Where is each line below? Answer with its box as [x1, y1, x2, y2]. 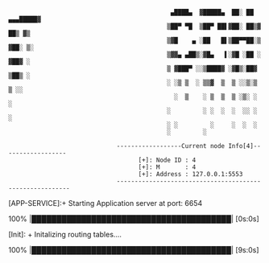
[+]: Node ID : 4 [138, 156, 197, 164]
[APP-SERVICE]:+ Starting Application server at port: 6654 [8, 199, 203, 208]
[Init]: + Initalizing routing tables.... [8, 230, 122, 239]
